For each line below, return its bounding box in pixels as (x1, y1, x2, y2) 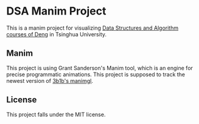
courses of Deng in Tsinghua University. (6, 30, 107, 38)
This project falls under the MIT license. (6, 111, 106, 118)
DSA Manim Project (6, 4, 106, 18)
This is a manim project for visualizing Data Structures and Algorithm (6, 24, 178, 31)
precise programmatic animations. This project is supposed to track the (6, 71, 186, 78)
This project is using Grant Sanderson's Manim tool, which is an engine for (6, 64, 194, 71)
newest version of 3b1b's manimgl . (6, 77, 93, 84)
